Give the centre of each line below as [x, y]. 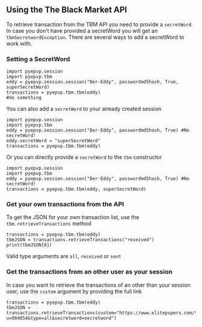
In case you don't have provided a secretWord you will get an [82, 31]
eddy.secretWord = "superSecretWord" [54, 141]
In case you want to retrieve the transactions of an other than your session [98, 285]
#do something [24, 98]
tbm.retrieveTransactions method [49, 224]
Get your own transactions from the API [65, 205]
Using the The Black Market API [67, 10]
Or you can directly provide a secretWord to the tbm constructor [84, 157]
